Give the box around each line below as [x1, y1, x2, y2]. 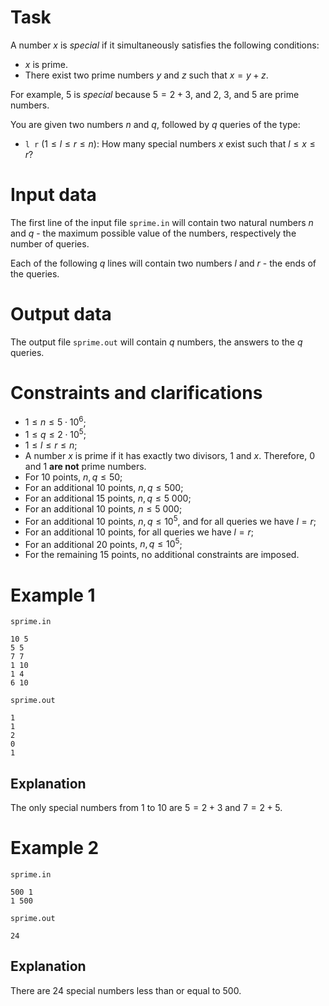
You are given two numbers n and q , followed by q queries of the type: [10, 118, 301, 130]
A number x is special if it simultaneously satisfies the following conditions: [10, 39, 320, 51]
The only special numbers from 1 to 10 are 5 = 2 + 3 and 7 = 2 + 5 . [10, 802, 283, 814]
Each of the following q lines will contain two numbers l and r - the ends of [10, 257, 317, 269]
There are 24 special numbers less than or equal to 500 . [10, 984, 242, 996]
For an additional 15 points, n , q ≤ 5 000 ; [24, 492, 192, 505]
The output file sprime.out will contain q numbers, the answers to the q [10, 336, 303, 348]
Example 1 [10, 584, 96, 606]
